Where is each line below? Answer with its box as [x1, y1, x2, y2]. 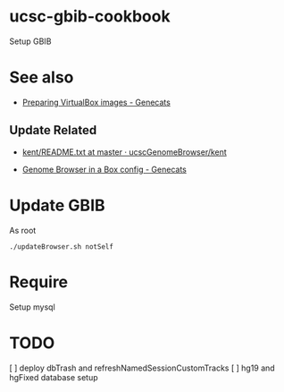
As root [9, 225, 37, 235]
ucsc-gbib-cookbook [9, 6, 171, 27]
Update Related [9, 123, 97, 138]
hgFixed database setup [9, 371, 98, 382]
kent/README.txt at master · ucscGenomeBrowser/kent [21, 146, 228, 158]
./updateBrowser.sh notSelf [9, 242, 114, 251]
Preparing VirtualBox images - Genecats [21, 97, 171, 107]
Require [9, 271, 69, 292]
